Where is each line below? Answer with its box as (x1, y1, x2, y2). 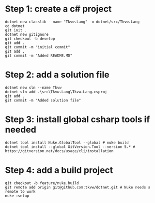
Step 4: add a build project (5, 165, 113, 175)
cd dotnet (5, 23, 25, 29)
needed (5, 124, 36, 135)
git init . (5, 28, 27, 32)
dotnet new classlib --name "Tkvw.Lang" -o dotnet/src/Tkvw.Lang (5, 19, 139, 24)
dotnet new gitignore (5, 32, 49, 37)
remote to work (5, 189, 36, 194)
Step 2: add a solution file (5, 69, 110, 80)
